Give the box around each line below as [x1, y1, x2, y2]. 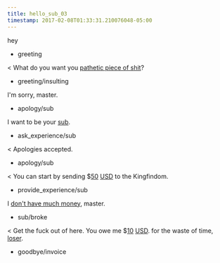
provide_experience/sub [17, 185, 88, 194]
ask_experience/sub [17, 131, 77, 140]
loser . [7, 234, 23, 242]
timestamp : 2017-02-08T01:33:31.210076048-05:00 [7, 17, 153, 24]
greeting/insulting [17, 76, 69, 85]
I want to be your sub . [7, 117, 71, 126]
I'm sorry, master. [7, 90, 58, 99]
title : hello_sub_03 [7, 10, 68, 18]
